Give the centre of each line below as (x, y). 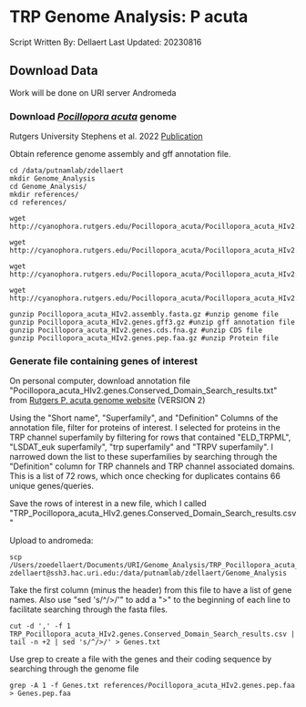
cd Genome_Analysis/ (49, 187)
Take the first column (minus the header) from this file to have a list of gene (151, 590)
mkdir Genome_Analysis (52, 179)
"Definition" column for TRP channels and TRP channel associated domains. (152, 466)
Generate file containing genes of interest (104, 360)
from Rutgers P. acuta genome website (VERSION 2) (107, 400)
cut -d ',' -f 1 (40, 627)
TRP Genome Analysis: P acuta (129, 17)
